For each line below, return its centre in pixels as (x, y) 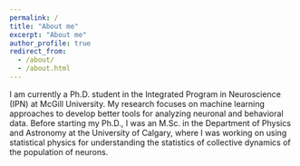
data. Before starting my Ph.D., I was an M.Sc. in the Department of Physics (150, 122)
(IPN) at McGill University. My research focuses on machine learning (137, 103)
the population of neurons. (59, 151)
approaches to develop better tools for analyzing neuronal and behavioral (146, 113)
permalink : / (34, 18)
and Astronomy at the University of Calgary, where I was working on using (148, 132)
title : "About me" (44, 26)
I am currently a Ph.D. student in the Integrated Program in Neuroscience (145, 94)
